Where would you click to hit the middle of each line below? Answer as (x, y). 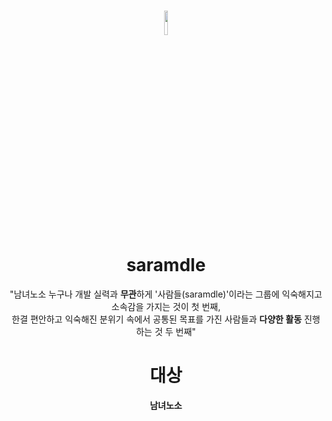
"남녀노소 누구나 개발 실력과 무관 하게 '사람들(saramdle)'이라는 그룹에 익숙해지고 (166, 294)
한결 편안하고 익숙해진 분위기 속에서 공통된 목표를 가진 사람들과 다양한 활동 (157, 319)
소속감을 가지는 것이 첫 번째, (166, 306)
